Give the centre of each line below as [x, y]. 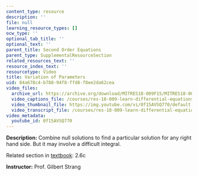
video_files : [22, 88]
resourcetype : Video [32, 72]
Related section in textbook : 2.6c [46, 155]
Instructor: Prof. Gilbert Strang [44, 167]
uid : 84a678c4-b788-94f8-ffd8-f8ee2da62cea [60, 83]
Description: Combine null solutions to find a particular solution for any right [99, 138]
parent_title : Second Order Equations [54, 50]
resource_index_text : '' [37, 66]
